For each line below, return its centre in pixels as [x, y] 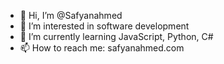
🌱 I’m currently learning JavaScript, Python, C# [116, 36]
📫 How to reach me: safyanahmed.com [102, 48]
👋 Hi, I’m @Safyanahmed [71, 15]
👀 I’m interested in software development [104, 26]
